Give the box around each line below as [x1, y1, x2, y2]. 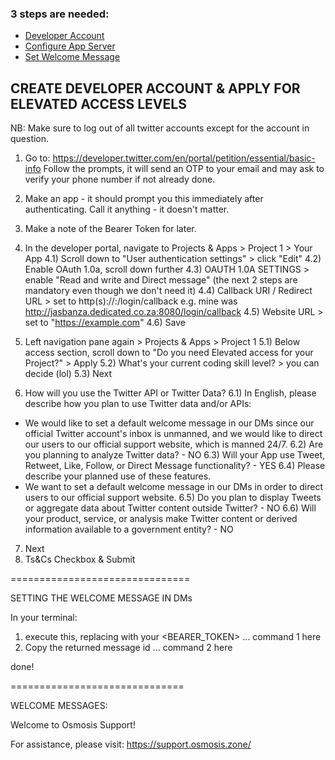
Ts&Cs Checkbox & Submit [24, 553, 136, 566]
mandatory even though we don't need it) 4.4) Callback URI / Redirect [24, 285, 313, 297]
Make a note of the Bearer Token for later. [24, 223, 197, 235]
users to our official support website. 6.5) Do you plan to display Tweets [24, 492, 322, 504]
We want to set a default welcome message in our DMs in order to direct [24, 481, 323, 493]
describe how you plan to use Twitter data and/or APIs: [24, 398, 252, 410]
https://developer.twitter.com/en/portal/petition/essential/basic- [52, 152, 316, 164]
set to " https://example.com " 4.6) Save [24, 317, 186, 329]
